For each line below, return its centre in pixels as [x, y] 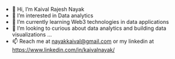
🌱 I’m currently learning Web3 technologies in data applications [91, 22]
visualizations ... [32, 35]
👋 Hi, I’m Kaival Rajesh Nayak [48, 9]
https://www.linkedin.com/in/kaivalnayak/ [63, 50]
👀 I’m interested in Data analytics [53, 15]
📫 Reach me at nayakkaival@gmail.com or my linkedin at [83, 41]
